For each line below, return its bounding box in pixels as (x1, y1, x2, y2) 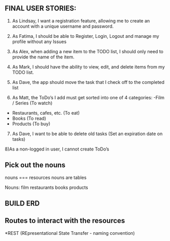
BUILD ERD (5, 199, 40, 208)
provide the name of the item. (12, 54, 75, 60)
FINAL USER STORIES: (5, 4, 77, 13)
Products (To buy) (12, 120, 51, 127)
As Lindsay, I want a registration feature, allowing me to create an (12, 17, 150, 24)
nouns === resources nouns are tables (5, 174, 87, 181)
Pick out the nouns (5, 161, 66, 169)
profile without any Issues (12, 38, 67, 45)
